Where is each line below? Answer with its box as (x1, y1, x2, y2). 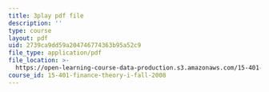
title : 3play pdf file (8, 11, 84, 20)
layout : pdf (8, 34, 48, 42)
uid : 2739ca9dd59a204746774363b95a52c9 (8, 42, 142, 50)
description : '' (8, 19, 62, 27)
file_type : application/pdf (8, 49, 102, 57)
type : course (8, 26, 52, 34)
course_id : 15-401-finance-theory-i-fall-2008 (8, 71, 167, 79)
